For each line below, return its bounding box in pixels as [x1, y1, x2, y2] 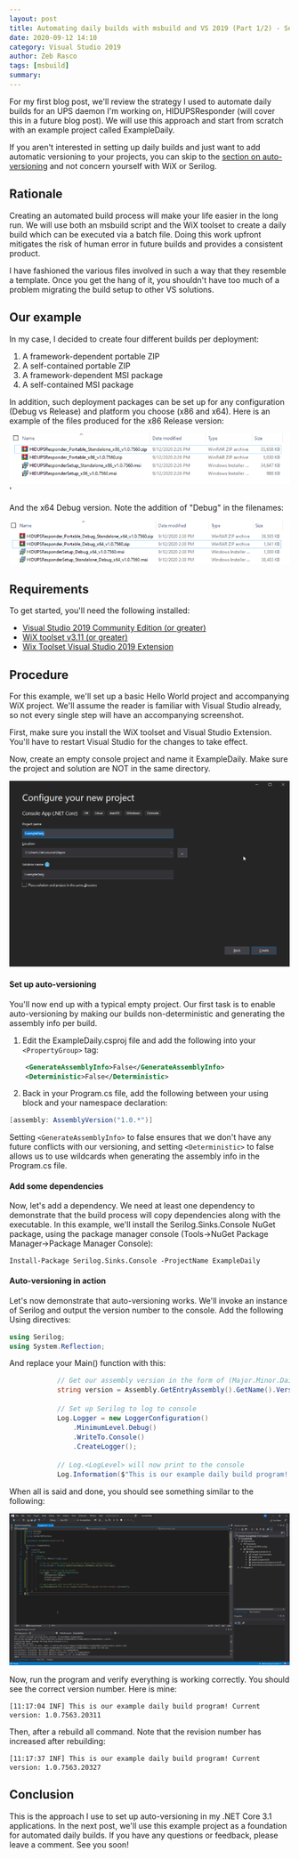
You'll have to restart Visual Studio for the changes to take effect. [9, 737, 248, 748]
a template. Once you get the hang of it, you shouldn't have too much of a [9, 274, 280, 285]
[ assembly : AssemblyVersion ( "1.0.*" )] [9, 1116, 153, 1125]
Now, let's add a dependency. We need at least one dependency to [9, 1200, 255, 1211]
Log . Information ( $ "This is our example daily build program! [56, 1470, 289, 1479]
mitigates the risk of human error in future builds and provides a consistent [9, 238, 283, 249]
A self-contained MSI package [21, 379, 134, 390]
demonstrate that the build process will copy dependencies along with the [9, 1210, 281, 1221]
